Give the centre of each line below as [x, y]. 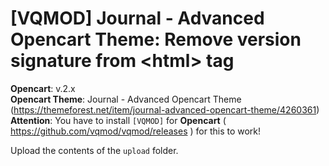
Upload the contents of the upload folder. [94, 150]
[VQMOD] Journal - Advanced [137, 18]
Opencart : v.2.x [43, 88]
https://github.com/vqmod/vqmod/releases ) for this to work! [136, 131]
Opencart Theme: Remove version [156, 39]
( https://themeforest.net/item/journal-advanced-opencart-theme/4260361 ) [165, 109]
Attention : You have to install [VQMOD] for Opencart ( [118, 120]
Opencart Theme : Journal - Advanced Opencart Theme [126, 99]
